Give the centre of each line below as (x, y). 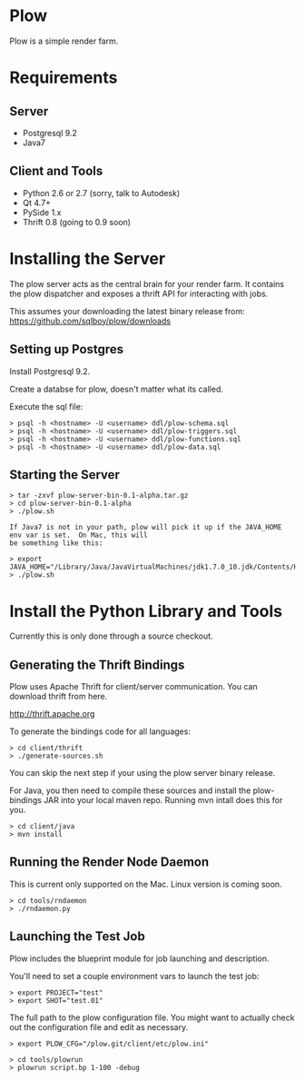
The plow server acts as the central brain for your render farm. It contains (147, 283)
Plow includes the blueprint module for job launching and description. (139, 958)
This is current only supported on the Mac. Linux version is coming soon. (146, 884)
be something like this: (56, 543)
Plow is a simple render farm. (64, 41)
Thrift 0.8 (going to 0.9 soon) (77, 222)
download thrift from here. (59, 697)
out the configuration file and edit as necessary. (99, 1026)
